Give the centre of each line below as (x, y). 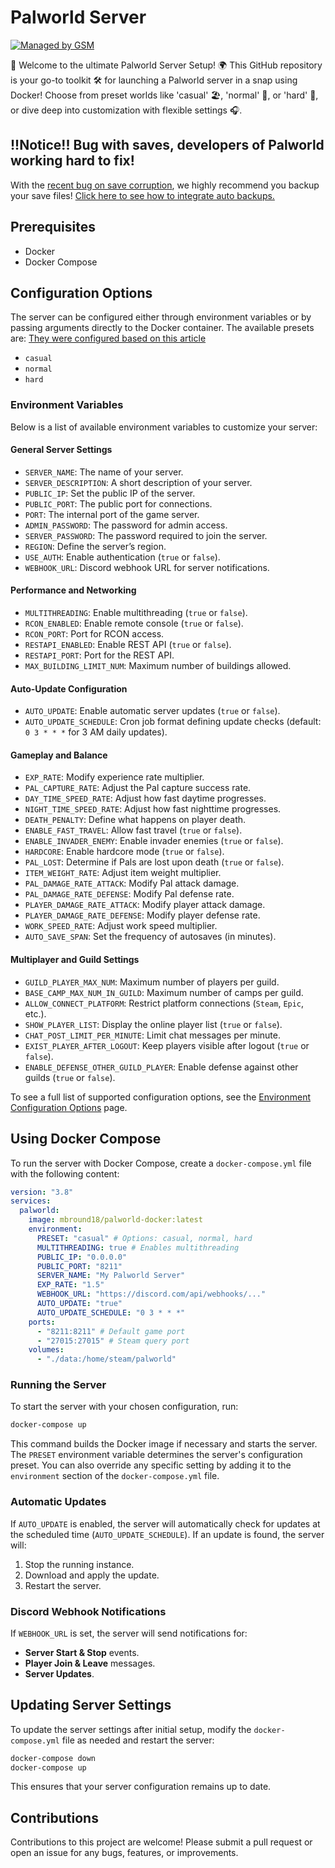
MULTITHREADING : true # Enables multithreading (138, 1247)
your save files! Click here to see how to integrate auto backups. (142, 195)
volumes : (46, 1350)
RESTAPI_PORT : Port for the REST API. (99, 655)
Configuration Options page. (69, 1107)
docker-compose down (53, 1758)
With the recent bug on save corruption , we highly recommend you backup (165, 185)
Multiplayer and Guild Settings (75, 960)
